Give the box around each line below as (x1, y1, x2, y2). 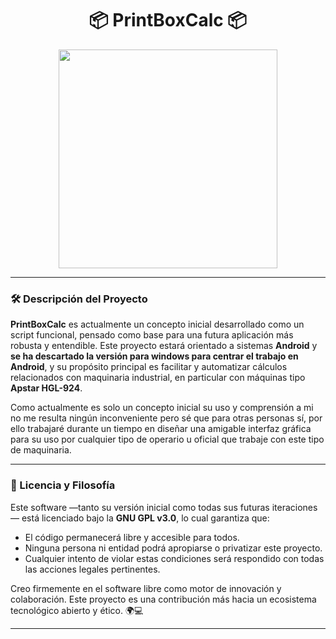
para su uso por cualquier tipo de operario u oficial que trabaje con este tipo (10, 433, 325, 446)
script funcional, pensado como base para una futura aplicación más (10, 329, 294, 341)
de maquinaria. (10, 444, 72, 456)
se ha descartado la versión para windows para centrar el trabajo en (10, 350, 299, 362)
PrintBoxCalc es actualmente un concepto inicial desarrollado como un (10, 318, 305, 331)
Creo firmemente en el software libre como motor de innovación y (10, 582, 282, 594)
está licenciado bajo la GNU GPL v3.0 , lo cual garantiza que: (21, 512, 270, 524)
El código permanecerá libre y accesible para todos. (24, 531, 240, 543)
